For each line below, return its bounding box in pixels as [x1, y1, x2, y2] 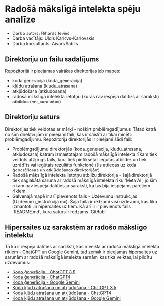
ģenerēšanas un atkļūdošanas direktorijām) [12, 167, 100, 173]
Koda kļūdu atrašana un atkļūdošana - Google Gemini [12, 295, 121, 301]
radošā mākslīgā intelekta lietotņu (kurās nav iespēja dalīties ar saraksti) [12, 93, 159, 99]
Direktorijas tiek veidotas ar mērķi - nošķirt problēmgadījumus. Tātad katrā [5, 126, 156, 132]
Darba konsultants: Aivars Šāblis [12, 40, 78, 46]
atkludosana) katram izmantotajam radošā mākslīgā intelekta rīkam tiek [12, 151, 157, 157]
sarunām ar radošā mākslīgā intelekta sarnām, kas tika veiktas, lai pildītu [5, 254, 153, 260]
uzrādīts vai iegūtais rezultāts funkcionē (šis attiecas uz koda [12, 162, 137, 168]
